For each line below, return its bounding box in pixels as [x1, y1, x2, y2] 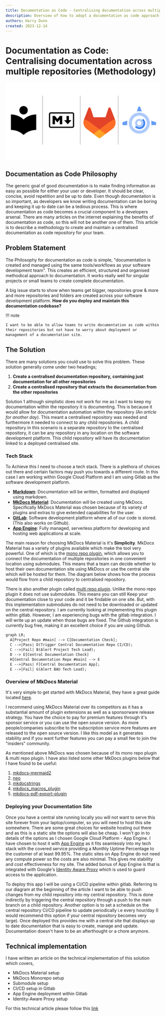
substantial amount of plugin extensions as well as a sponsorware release [5, 709, 155, 715]
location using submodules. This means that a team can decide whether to [5, 561, 156, 567]
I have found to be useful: [5, 760, 57, 766]
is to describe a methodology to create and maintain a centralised [5, 224, 138, 230]
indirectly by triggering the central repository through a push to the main [5, 897, 151, 903]
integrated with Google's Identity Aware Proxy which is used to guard [5, 866, 145, 872]
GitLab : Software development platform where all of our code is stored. [12, 515, 157, 521]
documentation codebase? [5, 303, 62, 309]
